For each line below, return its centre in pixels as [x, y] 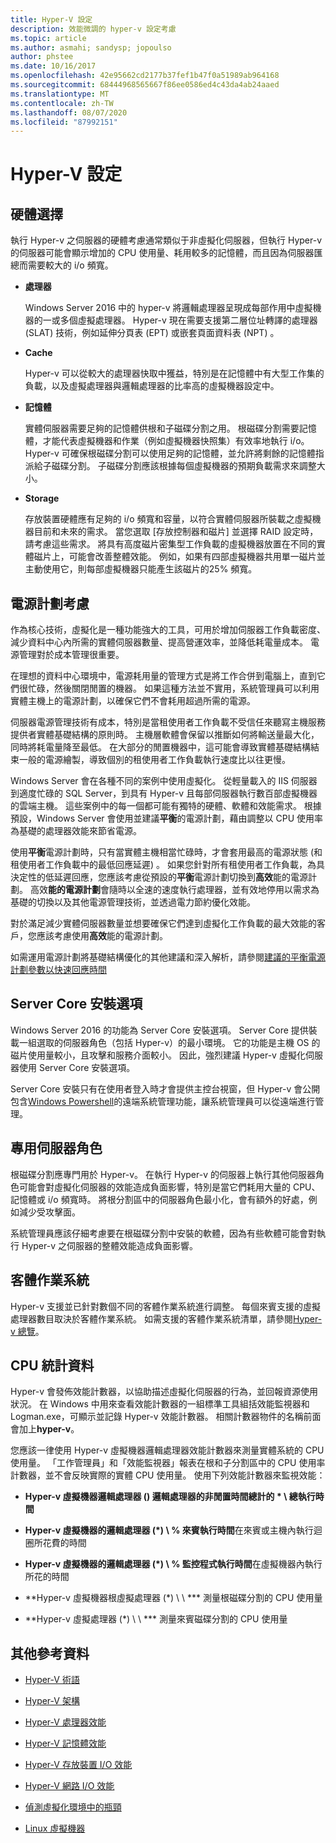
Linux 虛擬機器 [55, 1828]
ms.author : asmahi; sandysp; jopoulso [91, 47]
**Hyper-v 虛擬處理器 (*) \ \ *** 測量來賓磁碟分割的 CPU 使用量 [156, 1619]
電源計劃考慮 [50, 603]
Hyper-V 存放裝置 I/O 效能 [78, 1765]
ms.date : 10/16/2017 [53, 66]
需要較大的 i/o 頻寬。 [70, 265]
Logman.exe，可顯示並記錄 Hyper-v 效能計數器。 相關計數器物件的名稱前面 [166, 1417]
